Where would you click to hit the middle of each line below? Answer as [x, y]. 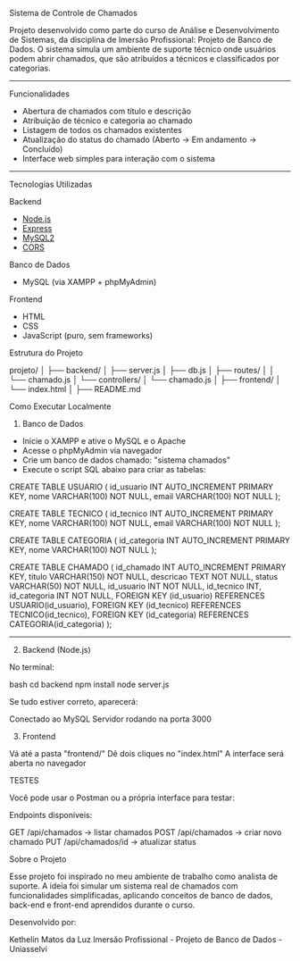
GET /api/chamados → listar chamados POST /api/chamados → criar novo [146, 832]
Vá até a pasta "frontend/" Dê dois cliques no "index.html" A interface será [146, 753]
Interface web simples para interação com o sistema [119, 159]
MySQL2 [38, 238]
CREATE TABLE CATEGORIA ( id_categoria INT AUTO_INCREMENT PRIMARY [150, 540]
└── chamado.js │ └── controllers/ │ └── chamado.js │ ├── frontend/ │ [145, 380]
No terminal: [32, 667]
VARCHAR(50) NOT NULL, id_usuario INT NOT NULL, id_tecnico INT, [135, 586]
